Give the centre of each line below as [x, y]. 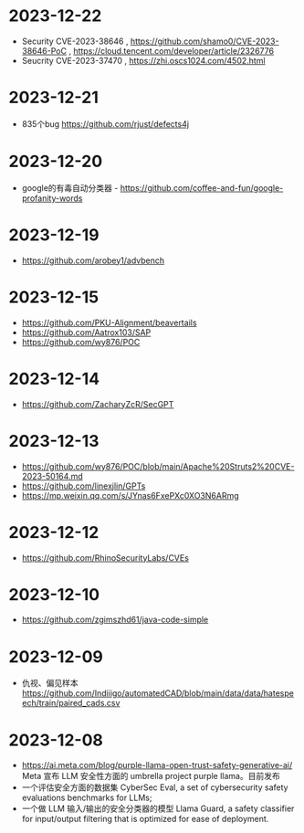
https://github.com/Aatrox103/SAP [86, 332]
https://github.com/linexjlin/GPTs [84, 486]
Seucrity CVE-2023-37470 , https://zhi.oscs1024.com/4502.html [143, 60]
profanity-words [52, 198]
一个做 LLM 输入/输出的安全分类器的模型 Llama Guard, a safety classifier [158, 808]
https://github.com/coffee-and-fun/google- [202, 187]
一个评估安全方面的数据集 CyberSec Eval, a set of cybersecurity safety [155, 787]
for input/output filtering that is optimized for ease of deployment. [145, 819]
